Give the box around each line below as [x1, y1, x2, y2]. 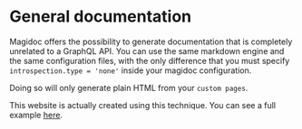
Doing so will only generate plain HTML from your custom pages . [9, 82, 248, 93]
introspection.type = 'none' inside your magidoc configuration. [9, 65, 252, 76]
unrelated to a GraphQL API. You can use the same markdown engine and [9, 45, 285, 56]
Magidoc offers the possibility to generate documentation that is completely [9, 36, 293, 47]
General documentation [9, 6, 192, 27]
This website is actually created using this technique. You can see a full [9, 99, 277, 110]
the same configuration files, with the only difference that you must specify [9, 55, 290, 66]
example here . [9, 109, 63, 120]
